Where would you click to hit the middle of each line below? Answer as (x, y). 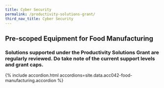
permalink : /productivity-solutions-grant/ (50, 14)
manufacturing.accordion (31, 81)
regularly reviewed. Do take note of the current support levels (80, 58)
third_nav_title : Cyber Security (39, 19)
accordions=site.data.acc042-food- (96, 75)
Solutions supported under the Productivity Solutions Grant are (82, 52)
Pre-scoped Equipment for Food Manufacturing (79, 38)
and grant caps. (24, 65)
